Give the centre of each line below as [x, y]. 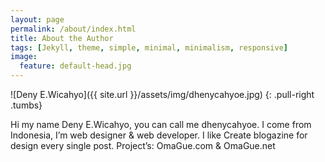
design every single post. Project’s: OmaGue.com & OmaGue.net [143, 145]
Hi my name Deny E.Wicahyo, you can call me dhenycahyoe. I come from [161, 124]
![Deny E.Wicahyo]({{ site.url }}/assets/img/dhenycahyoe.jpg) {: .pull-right [162, 94]
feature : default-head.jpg [75, 66]
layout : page [37, 19]
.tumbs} [26, 105]
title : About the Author [62, 38]
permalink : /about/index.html [73, 29]
